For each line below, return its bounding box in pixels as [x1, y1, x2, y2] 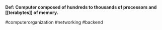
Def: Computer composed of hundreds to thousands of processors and [5, 4, 157, 10]
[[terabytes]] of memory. [5, 9, 59, 15]
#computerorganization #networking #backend [5, 19, 103, 25]
